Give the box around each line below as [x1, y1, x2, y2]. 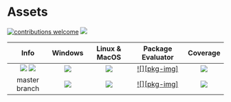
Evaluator [142, 52, 174, 62]
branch [16, 84, 40, 93]
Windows [52, 48, 84, 58]
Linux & [96, 44, 122, 53]
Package [143, 44, 173, 53]
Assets [7, 4, 48, 20]
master [16, 75, 40, 84]
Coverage [188, 48, 221, 58]
